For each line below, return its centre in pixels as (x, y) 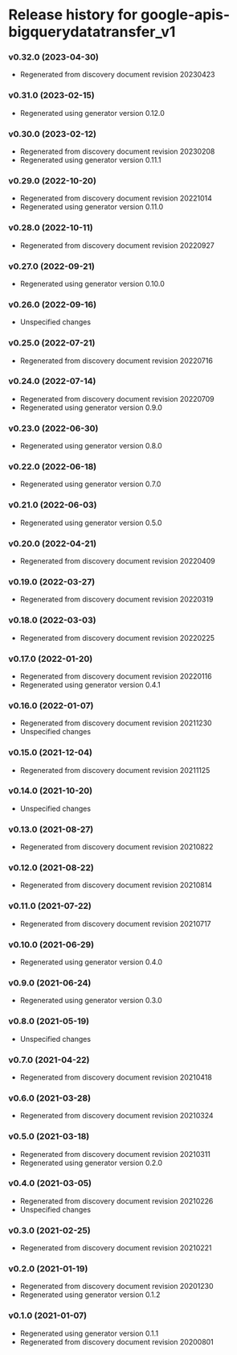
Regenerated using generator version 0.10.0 (92, 283)
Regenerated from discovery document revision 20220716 (116, 361)
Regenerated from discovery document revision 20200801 (117, 1341)
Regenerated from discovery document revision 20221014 (116, 198)
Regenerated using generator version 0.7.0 (90, 484)
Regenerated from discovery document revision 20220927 (117, 245)
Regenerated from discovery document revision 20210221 (116, 1248)
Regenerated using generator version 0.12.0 (92, 113)
